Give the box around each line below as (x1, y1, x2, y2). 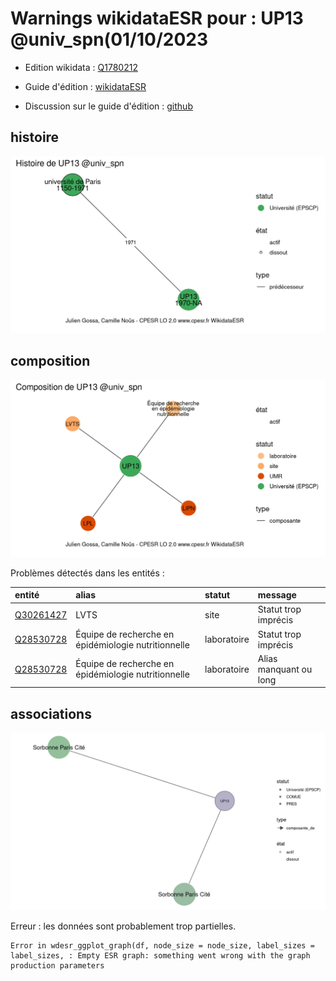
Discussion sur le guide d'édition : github (24, 100, 193, 112)
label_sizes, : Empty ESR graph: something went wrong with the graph (10, 950, 311, 961)
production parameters (10, 960, 105, 971)
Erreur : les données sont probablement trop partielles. (10, 920, 237, 932)
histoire (10, 129, 60, 146)
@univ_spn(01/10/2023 (10, 28, 208, 51)
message (257, 589, 297, 601)
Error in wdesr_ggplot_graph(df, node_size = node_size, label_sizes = (10, 940, 315, 951)
